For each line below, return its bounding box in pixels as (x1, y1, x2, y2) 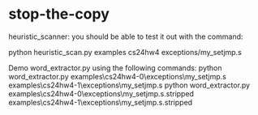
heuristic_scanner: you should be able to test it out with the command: (8, 32, 243, 41)
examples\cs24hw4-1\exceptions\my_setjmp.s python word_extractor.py (8, 80, 250, 90)
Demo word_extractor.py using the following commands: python (8, 62, 222, 73)
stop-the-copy (8, 5, 110, 23)
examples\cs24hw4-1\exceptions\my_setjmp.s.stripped (8, 97, 193, 107)
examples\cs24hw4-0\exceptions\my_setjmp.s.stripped (8, 88, 195, 98)
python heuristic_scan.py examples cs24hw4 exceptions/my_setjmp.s (8, 47, 242, 57)
